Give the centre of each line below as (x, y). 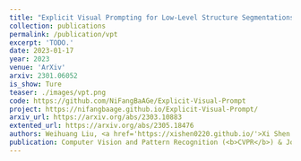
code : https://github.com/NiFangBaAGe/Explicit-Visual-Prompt (128, 101)
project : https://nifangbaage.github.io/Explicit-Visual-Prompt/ (133, 109)
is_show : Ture (36, 84)
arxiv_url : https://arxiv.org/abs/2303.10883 (95, 117)
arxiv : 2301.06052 (43, 76)
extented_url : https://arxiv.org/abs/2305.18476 (102, 126)
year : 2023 (30, 59)
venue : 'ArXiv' (38, 68)
